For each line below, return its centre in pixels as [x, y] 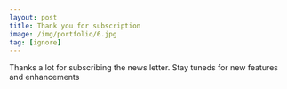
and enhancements [44, 77]
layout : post [33, 17]
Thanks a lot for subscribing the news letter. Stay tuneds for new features [143, 68]
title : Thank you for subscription [75, 26]
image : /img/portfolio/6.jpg [63, 34]
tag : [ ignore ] [36, 42]
